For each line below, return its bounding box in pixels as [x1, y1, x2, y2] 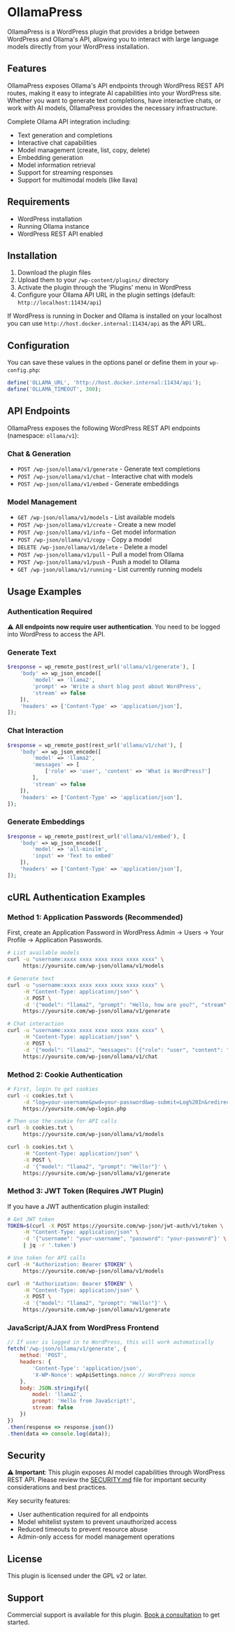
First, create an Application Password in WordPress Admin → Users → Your [7, 928, 224, 937]
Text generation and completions [17, 131, 113, 139]
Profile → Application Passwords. [7, 936, 104, 944]
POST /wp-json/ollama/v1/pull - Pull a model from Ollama [17, 550, 184, 559]
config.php [7, 367, 39, 374]
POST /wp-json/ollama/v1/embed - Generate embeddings [17, 480, 180, 488]
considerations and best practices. [7, 1483, 107, 1492]
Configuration [7, 340, 70, 352]
